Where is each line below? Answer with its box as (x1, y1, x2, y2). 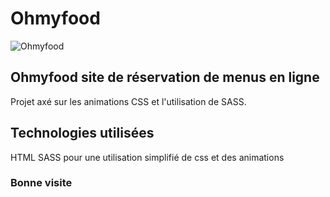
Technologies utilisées (10, 125, 155, 142)
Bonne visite (10, 176, 73, 190)
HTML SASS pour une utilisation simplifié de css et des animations (10, 151, 285, 163)
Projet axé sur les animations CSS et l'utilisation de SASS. (10, 95, 247, 107)
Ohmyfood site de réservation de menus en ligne (10, 69, 320, 86)
